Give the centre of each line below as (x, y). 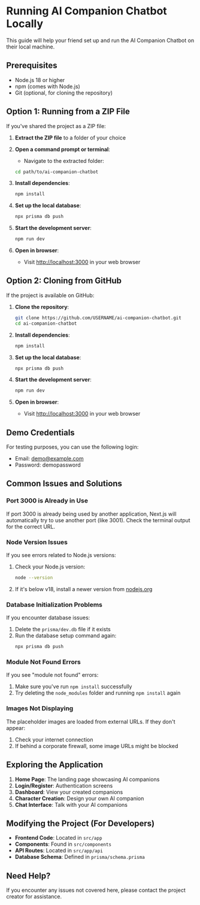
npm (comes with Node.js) (48, 86)
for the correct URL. (31, 526)
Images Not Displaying (40, 709)
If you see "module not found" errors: (52, 675)
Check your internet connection (54, 739)
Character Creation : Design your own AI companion (79, 798)
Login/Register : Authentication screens (64, 785)
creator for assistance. (34, 897)
